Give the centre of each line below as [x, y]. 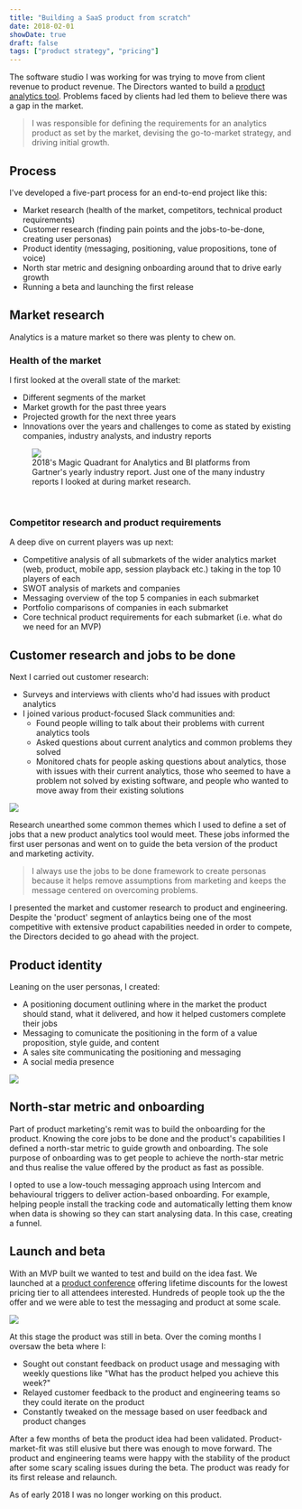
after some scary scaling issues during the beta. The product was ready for [150, 1467]
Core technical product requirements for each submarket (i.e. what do [152, 617]
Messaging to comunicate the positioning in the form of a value [140, 1033]
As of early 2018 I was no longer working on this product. [116, 1495]
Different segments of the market [84, 397]
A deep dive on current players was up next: [92, 542]
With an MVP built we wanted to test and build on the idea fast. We [133, 1273]
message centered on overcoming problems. [114, 890]
